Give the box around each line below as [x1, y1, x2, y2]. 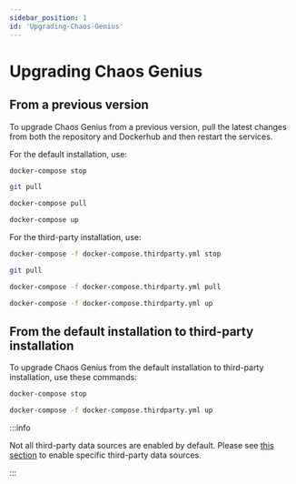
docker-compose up [9, 216, 79, 225]
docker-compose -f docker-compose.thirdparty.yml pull [9, 282, 222, 291]
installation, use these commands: [9, 372, 138, 383]
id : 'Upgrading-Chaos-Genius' [9, 22, 124, 31]
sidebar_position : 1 [9, 13, 88, 23]
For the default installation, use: [9, 148, 127, 159]
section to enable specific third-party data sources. [9, 449, 202, 460]
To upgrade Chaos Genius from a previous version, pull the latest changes [9, 121, 288, 132]
